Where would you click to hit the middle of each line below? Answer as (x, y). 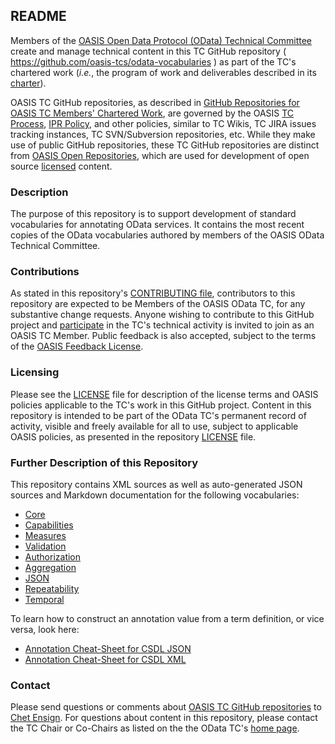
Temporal (44, 599)
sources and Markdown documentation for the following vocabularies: (155, 495)
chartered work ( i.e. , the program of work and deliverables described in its (163, 72)
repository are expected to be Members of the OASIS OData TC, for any (158, 304)
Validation (45, 546)
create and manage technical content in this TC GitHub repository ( (148, 51)
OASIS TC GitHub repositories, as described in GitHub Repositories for (155, 102)
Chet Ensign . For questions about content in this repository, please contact (164, 718)
